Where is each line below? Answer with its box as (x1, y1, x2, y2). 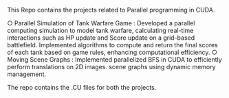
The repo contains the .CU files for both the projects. (7, 84, 157, 91)
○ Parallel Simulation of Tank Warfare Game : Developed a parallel (7, 19, 195, 27)
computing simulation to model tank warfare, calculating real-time (7, 27, 194, 34)
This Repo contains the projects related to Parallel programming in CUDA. (7, 6, 215, 14)
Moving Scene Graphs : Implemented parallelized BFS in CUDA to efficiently (7, 56, 222, 64)
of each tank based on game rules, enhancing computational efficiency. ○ (7, 48, 218, 56)
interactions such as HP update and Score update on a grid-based (7, 34, 195, 42)
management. (7, 70, 47, 78)
